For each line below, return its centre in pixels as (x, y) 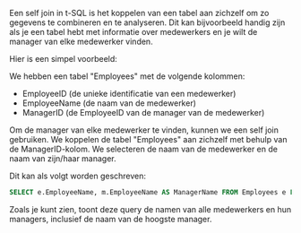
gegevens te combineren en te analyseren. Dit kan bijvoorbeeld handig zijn (147, 22)
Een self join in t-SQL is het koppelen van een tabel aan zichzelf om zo (139, 13)
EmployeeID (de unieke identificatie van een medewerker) (129, 94)
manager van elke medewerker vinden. (82, 41)
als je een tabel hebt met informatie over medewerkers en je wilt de (133, 32)
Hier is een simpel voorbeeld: (64, 59)
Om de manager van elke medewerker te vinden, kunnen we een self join (144, 130)
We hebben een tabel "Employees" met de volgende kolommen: (127, 76)
